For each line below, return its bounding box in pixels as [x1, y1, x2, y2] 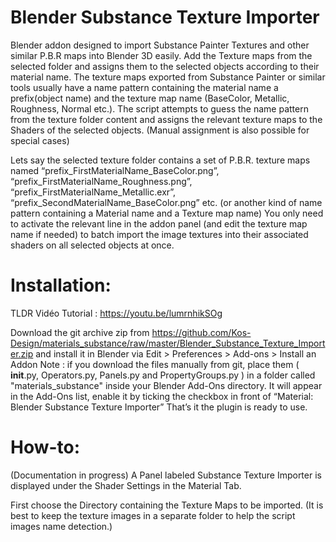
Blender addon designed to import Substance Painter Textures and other [10, 39, 310, 51]
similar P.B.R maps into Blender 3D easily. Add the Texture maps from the [10, 49, 313, 61]
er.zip [10, 347, 34, 360]
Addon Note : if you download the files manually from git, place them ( [10, 358, 300, 370]
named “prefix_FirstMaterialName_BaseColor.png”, [10, 164, 220, 176]
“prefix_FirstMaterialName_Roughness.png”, [10, 175, 193, 187]
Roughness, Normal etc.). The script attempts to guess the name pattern [10, 102, 309, 115]
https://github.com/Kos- [151, 326, 252, 338]
